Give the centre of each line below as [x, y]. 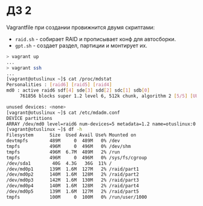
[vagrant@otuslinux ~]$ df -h [44, 130]
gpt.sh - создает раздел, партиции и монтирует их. [81, 45]
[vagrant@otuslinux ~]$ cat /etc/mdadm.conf [63, 113]
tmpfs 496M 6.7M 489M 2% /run [63, 152]
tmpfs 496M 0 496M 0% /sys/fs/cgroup [77, 158]
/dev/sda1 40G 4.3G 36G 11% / [59, 163]
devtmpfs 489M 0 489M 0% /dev [63, 141]
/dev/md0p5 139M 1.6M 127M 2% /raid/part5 [72, 191]
